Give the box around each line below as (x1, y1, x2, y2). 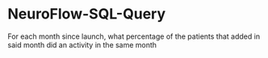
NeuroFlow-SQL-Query (7, 5, 166, 23)
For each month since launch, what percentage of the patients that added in (7, 31, 260, 41)
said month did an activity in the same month (7, 39, 157, 49)
